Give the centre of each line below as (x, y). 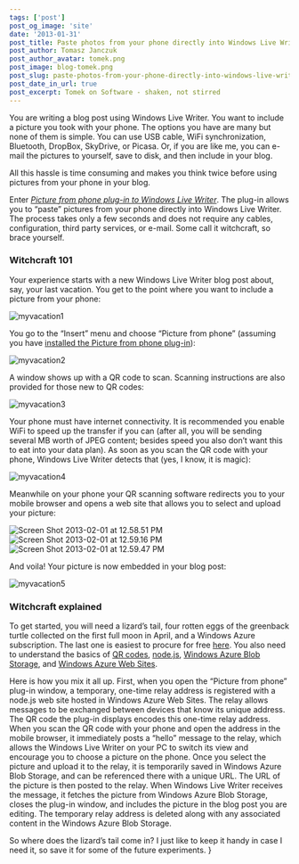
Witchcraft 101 (41, 260)
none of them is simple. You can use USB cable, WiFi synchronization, (138, 136)
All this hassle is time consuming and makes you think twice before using (143, 173)
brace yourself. (37, 237)
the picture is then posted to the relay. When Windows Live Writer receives (146, 786)
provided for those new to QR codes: (77, 387)
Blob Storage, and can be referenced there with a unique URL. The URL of (145, 776)
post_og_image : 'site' (51, 26)
